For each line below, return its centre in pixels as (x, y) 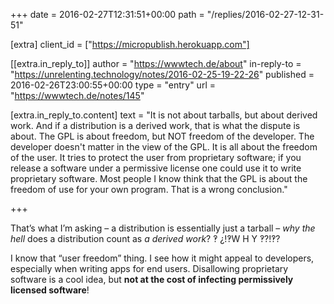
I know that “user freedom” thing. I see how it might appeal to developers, (162, 258)
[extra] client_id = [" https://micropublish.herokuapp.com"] (130, 44)
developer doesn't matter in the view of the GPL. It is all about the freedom (164, 147)
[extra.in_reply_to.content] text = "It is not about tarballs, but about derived (164, 115)
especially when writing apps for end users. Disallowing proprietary (149, 268)
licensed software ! (50, 290)
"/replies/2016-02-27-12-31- (265, 14)
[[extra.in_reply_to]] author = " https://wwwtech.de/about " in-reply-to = (156, 63)
